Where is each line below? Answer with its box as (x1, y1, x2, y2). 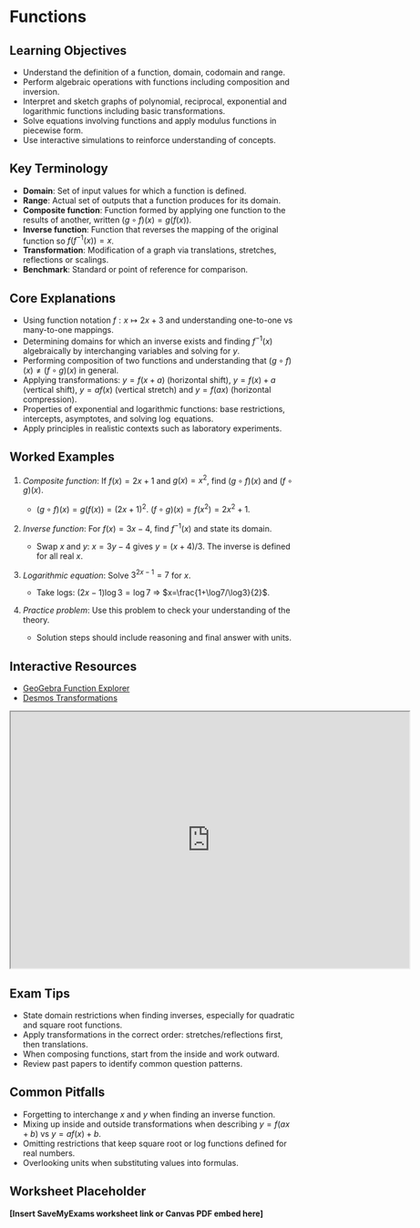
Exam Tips (9, 985, 70, 1001)
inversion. (22, 87, 60, 97)
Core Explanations (9, 290, 117, 306)
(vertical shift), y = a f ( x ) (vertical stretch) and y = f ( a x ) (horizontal (22, 384, 271, 395)
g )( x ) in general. (58, 365, 119, 376)
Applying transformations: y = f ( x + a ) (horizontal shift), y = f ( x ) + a (22, 374, 276, 385)
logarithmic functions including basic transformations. (22, 106, 226, 116)
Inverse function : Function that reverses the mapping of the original (22, 223, 279, 234)
